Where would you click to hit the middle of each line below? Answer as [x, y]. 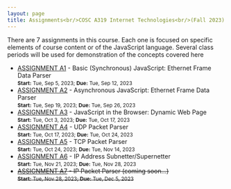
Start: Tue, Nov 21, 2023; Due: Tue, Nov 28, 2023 [77, 164]
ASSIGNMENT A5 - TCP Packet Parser [72, 141]
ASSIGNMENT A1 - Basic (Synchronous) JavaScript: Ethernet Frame [114, 68]
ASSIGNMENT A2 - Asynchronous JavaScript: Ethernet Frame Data [113, 90]
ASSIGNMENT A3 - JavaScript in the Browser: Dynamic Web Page [112, 112]
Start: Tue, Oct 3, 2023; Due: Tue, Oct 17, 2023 [74, 120]
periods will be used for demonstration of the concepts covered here [105, 54]
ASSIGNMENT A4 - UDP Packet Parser [72, 127]
